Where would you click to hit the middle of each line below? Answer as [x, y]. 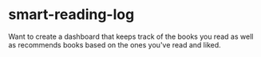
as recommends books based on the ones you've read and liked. [115, 44]
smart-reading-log [71, 15]
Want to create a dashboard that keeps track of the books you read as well [131, 36]
